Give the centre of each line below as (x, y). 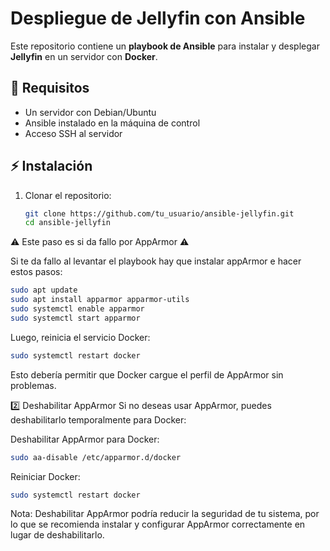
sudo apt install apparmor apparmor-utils (100, 300)
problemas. (33, 385)
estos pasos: (36, 272)
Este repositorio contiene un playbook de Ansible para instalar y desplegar (165, 46)
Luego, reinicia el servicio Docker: (80, 337)
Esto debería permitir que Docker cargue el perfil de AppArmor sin (147, 374)
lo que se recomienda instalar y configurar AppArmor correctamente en (158, 524)
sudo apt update (44, 290)
